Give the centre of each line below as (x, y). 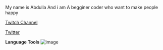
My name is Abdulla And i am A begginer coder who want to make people (82, 7)
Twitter (13, 32)
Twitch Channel (21, 22)
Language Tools (22, 42)
